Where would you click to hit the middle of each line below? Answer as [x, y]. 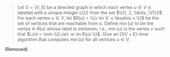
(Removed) [16, 49]
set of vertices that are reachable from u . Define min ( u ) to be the [85, 23]
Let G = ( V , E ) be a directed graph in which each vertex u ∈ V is [84, 7]
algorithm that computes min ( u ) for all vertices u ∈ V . [74, 39]
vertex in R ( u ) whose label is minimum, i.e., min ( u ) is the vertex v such [91, 29]
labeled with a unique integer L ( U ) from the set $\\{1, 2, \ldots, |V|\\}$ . [90, 13]
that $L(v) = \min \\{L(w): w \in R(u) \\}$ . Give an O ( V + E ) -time [83, 34]
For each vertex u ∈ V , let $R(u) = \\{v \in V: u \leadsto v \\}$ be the [88, 18]
